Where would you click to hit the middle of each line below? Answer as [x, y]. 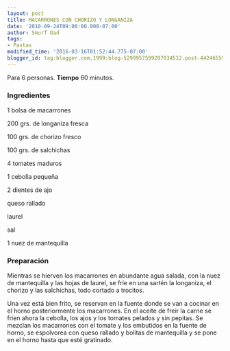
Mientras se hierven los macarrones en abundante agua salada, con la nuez [114, 276]
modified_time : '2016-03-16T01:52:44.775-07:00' [78, 52]
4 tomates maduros [35, 164]
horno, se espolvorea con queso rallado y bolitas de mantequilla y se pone [112, 332]
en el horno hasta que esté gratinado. [60, 340]
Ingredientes [29, 95]
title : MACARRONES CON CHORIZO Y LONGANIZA [70, 20]
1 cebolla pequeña [33, 177]
